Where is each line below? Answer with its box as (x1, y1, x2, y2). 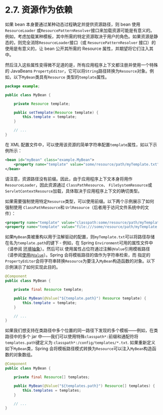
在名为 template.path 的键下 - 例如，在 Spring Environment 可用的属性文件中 (5, 240, 153, 246)
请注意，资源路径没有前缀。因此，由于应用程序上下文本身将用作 (5, 176, 132, 182)
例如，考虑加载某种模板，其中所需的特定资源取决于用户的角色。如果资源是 (5, 33, 154, 39)
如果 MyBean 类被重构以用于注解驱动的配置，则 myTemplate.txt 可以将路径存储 (5, 234, 155, 240)
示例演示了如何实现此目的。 (5, 264, 61, 270)
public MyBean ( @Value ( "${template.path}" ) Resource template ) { (14, 296, 147, 301)
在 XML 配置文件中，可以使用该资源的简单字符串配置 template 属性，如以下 (5, 142, 153, 147)
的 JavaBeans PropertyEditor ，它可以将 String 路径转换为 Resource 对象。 (5, 68, 150, 74)
